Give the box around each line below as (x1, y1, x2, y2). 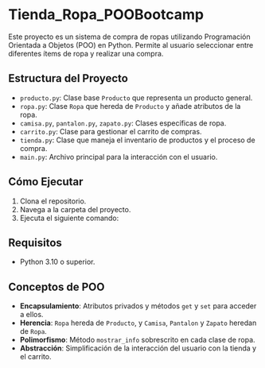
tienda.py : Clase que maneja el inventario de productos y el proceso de (19, 135, 256, 145)
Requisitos (8, 236, 62, 250)
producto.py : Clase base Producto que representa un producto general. (19, 93, 253, 103)
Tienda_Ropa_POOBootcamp (8, 6, 205, 24)
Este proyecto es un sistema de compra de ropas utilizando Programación (8, 32, 251, 41)
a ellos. (19, 310, 44, 320)
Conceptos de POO (8, 280, 105, 293)
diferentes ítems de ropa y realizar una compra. (8, 48, 164, 58)
